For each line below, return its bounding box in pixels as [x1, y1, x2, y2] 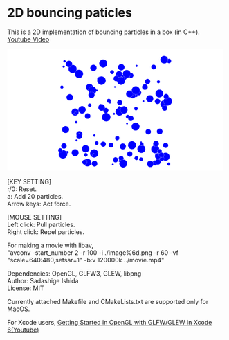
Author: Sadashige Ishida [7, 277, 79, 285]
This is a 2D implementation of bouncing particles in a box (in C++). [7, 28, 201, 36]
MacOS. [7, 305, 30, 313]
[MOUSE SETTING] [7, 213, 62, 222]
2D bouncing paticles [7, 5, 133, 21]
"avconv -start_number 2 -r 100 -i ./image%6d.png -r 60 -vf [7, 249, 178, 257]
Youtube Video [7, 35, 50, 43]
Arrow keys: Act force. [7, 199, 71, 208]
